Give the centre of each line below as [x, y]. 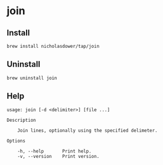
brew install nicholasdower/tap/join [53, 46]
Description [21, 120]
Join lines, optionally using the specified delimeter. [88, 130]
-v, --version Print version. [58, 156]
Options [16, 141]
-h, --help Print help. [55, 151]
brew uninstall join [32, 78]
